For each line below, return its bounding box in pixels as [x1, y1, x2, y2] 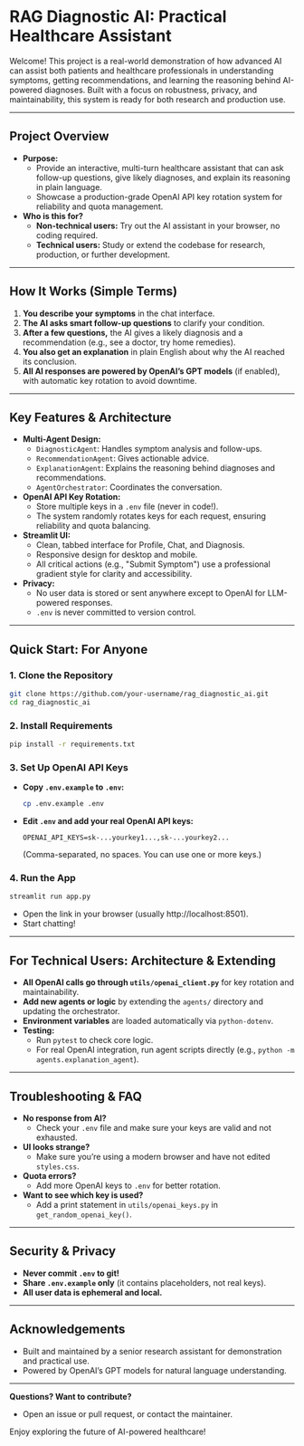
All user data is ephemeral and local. [22, 1287, 163, 1298]
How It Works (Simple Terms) [9, 283, 178, 300]
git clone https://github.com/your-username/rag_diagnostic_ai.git [9, 690, 270, 699]
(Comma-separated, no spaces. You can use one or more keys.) [22, 849, 262, 860]
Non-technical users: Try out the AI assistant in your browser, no [35, 220, 280, 231]
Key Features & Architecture [9, 409, 172, 425]
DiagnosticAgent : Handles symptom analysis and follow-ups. [35, 444, 262, 455]
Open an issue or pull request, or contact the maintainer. [22, 1408, 233, 1419]
